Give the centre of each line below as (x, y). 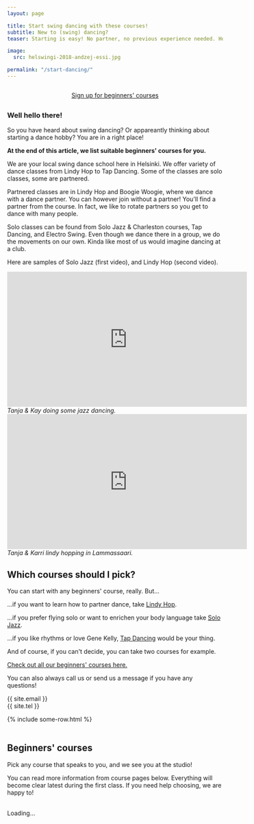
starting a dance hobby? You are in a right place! (75, 137)
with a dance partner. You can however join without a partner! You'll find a (112, 199)
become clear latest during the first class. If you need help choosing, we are (114, 785)
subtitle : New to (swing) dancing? (58, 32)
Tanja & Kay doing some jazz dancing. (62, 411)
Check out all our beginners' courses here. (67, 665)
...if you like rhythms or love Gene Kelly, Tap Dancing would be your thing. (111, 638)
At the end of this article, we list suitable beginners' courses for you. (107, 151)
